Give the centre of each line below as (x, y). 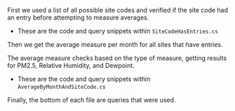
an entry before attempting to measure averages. (78, 17)
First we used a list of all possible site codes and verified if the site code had (118, 10)
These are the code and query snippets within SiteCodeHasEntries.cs (118, 31)
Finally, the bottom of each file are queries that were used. (92, 100)
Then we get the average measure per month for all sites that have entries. (115, 44)
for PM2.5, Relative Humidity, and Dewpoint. (71, 65)
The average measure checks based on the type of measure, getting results (117, 58)
